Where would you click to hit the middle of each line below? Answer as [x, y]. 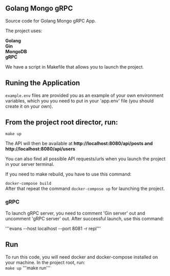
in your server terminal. [30, 164]
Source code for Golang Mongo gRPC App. [51, 20]
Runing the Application [43, 83]
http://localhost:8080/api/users [40, 149]
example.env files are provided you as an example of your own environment [84, 95]
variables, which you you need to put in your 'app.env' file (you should [80, 101]
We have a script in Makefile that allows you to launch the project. [75, 67]
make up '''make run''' [28, 268]
